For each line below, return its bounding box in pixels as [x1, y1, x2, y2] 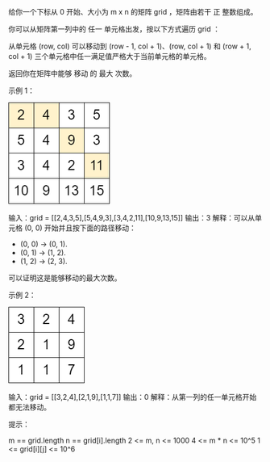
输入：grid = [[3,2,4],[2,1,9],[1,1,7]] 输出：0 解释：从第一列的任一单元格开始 [8, 393, 257, 401]
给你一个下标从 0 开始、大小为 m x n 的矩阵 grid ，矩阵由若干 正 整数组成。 [8, 7, 258, 16]
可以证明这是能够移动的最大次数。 [8, 273, 122, 283]
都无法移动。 [8, 402, 51, 412]
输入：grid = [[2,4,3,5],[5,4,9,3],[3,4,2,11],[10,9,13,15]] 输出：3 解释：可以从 [8, 213, 255, 222]
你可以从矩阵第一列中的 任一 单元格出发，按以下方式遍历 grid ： [8, 24, 220, 34]
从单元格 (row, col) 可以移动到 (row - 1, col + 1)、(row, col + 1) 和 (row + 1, [8, 41, 251, 51]
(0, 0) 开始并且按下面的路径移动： [23, 223, 137, 233]
